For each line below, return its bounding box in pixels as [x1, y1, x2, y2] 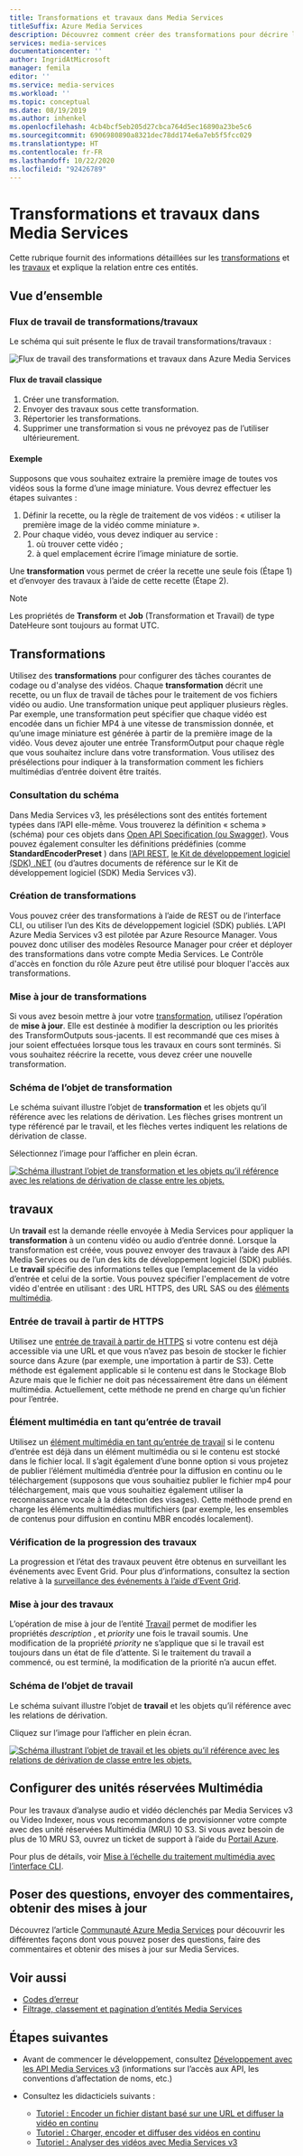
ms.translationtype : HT [9, 139, 99, 148]
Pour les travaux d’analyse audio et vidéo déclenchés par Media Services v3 [9, 1804, 293, 1815]
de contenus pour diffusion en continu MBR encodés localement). [9, 1513, 254, 1523]
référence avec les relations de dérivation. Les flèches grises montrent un [9, 1111, 284, 1122]
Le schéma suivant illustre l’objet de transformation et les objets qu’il [9, 1101, 268, 1112]
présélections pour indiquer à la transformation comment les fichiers [9, 756, 264, 768]
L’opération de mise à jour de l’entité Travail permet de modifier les [9, 1618, 257, 1629]
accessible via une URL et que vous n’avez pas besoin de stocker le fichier [9, 1345, 287, 1356]
